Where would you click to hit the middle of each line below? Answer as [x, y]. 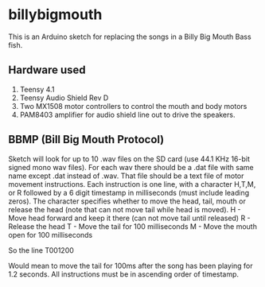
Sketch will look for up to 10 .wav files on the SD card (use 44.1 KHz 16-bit [129, 159]
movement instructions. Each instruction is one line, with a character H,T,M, [132, 184]
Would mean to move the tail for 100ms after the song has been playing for [131, 266]
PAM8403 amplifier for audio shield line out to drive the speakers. [127, 114]
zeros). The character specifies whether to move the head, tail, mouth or [127, 201]
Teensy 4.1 [37, 89]
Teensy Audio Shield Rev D [64, 98]
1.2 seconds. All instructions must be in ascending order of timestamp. [124, 274]
